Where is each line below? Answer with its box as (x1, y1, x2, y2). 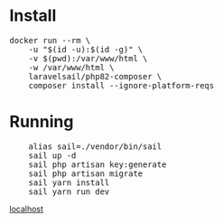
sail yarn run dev (28, 186, 110, 197)
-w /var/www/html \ (28, 62, 115, 72)
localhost (9, 203, 43, 214)
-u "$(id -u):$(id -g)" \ (28, 44, 144, 54)
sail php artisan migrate (28, 168, 144, 179)
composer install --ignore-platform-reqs (28, 80, 215, 90)
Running (9, 112, 74, 132)
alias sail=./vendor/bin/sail (28, 141, 163, 152)
